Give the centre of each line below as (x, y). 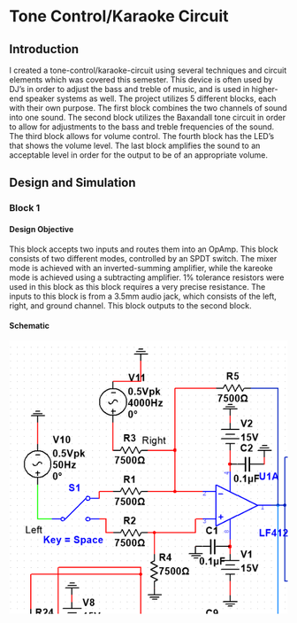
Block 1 (25, 208)
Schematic (30, 326)
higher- (265, 89)
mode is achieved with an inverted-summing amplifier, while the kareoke (141, 268)
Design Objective (42, 229)
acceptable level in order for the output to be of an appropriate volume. (138, 155)
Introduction (44, 49)
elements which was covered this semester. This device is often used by (141, 80)
